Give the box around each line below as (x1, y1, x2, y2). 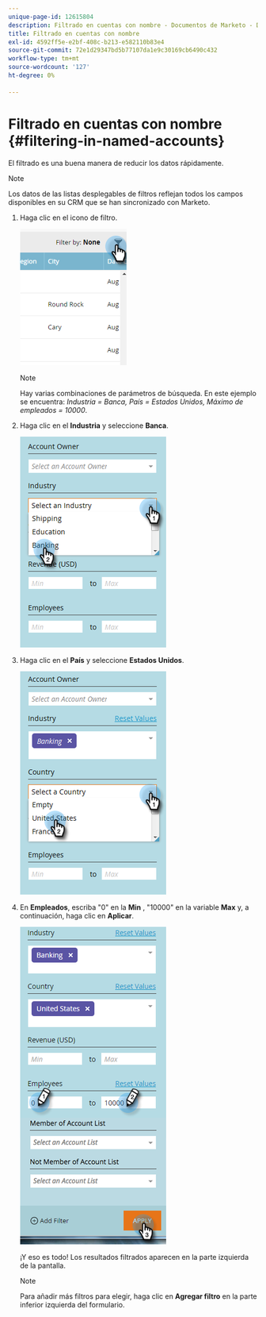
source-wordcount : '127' (8, 64, 90, 71)
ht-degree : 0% (8, 71, 55, 79)
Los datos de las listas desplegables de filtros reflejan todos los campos (8, 189, 244, 198)
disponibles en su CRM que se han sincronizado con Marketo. (8, 197, 211, 206)
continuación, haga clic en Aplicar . (19, 911, 135, 920)
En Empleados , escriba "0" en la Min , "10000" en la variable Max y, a (19, 902, 249, 912)
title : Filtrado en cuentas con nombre (8, 29, 140, 37)
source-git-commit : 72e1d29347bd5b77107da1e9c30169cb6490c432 (8, 46, 218, 55)
